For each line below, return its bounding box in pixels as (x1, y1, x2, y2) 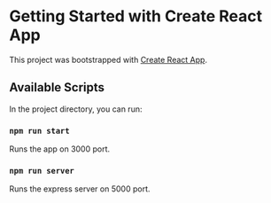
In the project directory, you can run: (9, 104, 143, 114)
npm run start (9, 126, 70, 136)
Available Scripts (9, 80, 105, 95)
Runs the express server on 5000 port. (9, 183, 151, 194)
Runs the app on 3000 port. (9, 144, 111, 154)
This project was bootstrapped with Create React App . (9, 54, 208, 65)
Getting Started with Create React (9, 6, 263, 27)
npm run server (9, 166, 75, 176)
